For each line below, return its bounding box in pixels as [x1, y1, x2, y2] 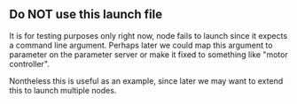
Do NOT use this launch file [9, 7, 162, 22]
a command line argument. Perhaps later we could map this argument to [9, 40, 273, 50]
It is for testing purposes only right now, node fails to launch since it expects [9, 30, 288, 41]
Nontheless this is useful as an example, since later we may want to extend [9, 75, 284, 86]
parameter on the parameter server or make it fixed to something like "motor [9, 48, 288, 60]
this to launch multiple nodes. [9, 85, 117, 95]
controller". [9, 58, 51, 69]
